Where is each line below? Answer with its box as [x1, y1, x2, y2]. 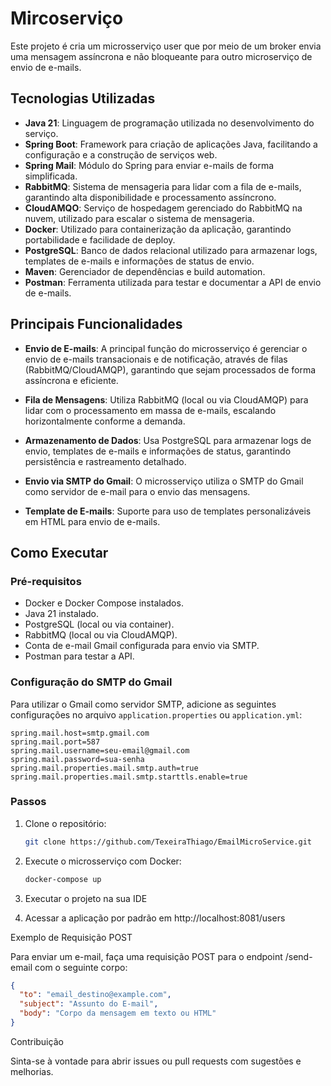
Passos [10, 795, 47, 809]
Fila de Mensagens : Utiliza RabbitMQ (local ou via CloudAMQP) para [24, 393, 309, 406]
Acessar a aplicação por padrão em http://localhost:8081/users [24, 912, 286, 924]
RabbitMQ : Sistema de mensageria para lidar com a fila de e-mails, [24, 180, 302, 192]
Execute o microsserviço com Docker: [24, 855, 182, 867]
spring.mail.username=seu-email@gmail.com [10, 745, 190, 756]
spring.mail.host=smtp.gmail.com [10, 728, 150, 738]
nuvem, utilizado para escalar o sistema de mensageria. [24, 212, 255, 224]
